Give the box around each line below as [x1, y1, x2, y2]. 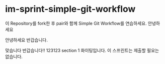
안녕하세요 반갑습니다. [5, 37, 48, 43]
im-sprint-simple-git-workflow [5, 3, 136, 15]
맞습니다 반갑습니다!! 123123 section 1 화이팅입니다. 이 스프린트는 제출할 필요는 [5, 47, 159, 53]
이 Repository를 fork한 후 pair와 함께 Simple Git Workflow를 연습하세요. [5, 20, 147, 26]
